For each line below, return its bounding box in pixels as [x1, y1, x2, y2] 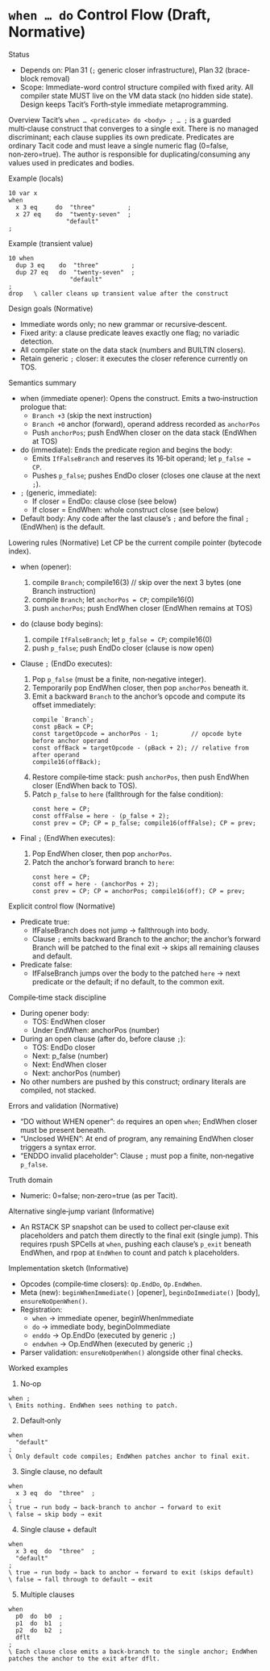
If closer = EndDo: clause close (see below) [31, 496, 177, 506]
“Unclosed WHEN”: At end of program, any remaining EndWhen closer [19, 1134, 254, 1143]
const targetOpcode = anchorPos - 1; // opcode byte [31, 729, 242, 737]
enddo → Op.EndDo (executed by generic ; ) [31, 1330, 176, 1340]
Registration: [19, 1305, 63, 1314]
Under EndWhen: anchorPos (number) [31, 1025, 160, 1034]
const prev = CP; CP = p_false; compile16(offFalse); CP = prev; [31, 819, 256, 827]
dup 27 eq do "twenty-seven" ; [15, 268, 135, 276]
